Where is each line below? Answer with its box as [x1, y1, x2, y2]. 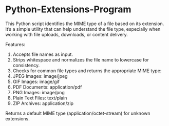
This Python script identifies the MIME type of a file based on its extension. [5, 20, 164, 27]
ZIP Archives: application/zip [12, 100, 73, 106]
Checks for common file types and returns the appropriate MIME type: [12, 68, 162, 74]
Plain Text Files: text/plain [12, 95, 67, 101]
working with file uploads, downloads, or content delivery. [5, 31, 128, 37]
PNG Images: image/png [12, 89, 65, 95]
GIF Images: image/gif [12, 78, 60, 85]
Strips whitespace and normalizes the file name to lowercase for [12, 56, 149, 62]
